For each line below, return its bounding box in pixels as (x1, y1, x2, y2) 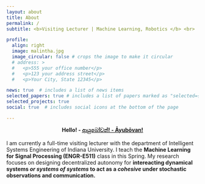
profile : (6, 37, 29, 43)
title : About (6, 15, 40, 21)
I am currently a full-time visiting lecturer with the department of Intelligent (6, 139, 194, 146)
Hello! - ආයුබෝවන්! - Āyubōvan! (62, 126, 143, 134)
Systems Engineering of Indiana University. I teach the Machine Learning (6, 146, 191, 153)
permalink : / (6, 20, 40, 26)
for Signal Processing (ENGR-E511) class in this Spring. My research (6, 152, 179, 160)
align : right (12, 43, 45, 49)
